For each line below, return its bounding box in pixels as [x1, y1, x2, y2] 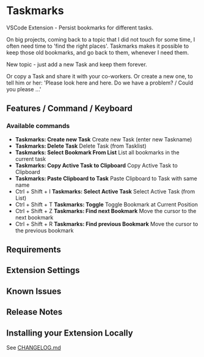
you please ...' [6, 85, 42, 92]
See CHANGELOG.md [6, 344, 61, 351]
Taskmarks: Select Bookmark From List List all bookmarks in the [15, 148, 180, 156]
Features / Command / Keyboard [6, 103, 133, 114]
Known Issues [6, 286, 62, 296]
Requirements [6, 244, 61, 255]
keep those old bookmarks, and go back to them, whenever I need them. [6, 48, 189, 56]
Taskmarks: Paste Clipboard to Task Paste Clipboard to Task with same [15, 175, 197, 182]
